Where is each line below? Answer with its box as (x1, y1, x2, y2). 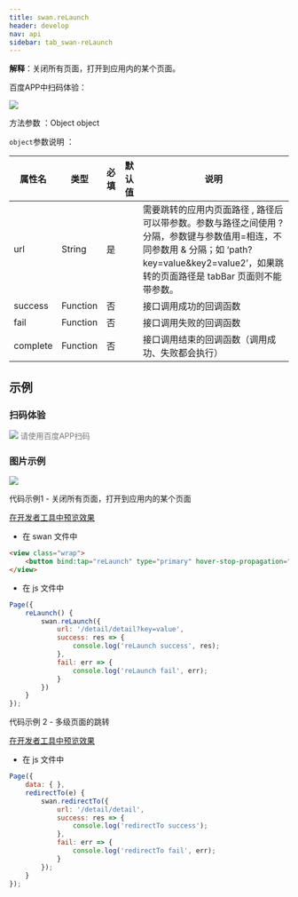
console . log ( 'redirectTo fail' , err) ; (72, 846, 216, 855)
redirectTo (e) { (25, 788, 86, 798)
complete (13, 339, 53, 352)
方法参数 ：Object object (9, 117, 100, 129)
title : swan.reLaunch (9, 12, 90, 22)
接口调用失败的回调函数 (143, 317, 241, 329)
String (61, 243, 87, 256)
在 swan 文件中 (21, 531, 78, 542)
